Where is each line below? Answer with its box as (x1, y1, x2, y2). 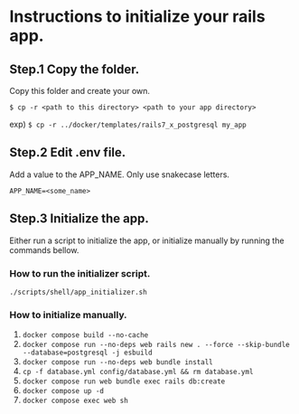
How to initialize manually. (9, 308, 128, 321)
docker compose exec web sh (22, 396, 128, 406)
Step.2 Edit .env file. (9, 145, 126, 160)
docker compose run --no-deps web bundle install (22, 358, 214, 367)
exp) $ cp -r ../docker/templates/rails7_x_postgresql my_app (9, 119, 247, 129)
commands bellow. (9, 244, 79, 255)
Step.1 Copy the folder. (9, 61, 140, 77)
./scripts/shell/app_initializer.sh (9, 287, 147, 296)
